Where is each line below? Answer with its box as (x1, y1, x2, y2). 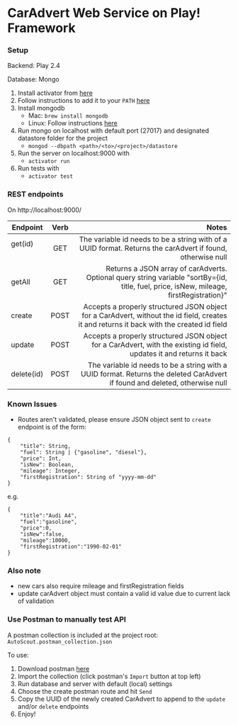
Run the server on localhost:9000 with (17, 149, 130, 157)
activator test (28, 173, 73, 180)
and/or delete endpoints (17, 702, 89, 710)
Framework (7, 20, 76, 36)
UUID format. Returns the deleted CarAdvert (80, 369, 227, 378)
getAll (11, 276, 30, 286)
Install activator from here (17, 89, 93, 97)
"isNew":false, (20, 531, 65, 538)
